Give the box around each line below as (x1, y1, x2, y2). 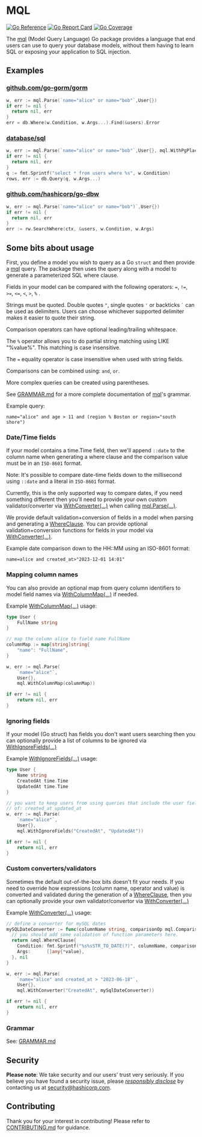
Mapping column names (6, 570, 78, 579)
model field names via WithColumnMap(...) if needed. (6, 590, 138, 597)
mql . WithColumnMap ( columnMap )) (17, 681, 96, 687)
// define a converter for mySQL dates (6, 921, 106, 927)
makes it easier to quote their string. (6, 314, 96, 321)
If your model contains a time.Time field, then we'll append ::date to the (6, 447, 185, 454)
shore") (6, 420, 26, 426)
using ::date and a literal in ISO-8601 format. (6, 477, 116, 485)
